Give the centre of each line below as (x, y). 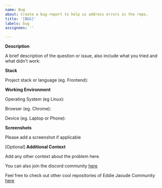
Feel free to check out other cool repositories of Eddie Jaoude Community (80, 176)
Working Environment (28, 90)
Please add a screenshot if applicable (43, 137)
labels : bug (17, 23)
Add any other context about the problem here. (53, 157)
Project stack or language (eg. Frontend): (47, 80)
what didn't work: (23, 61)
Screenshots (18, 128)
